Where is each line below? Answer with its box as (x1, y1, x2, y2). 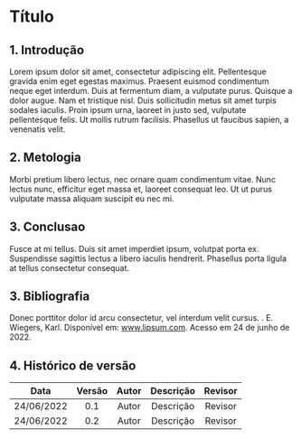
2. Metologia (9, 150, 81, 165)
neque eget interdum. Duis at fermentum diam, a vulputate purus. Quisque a (9, 86, 293, 96)
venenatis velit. (9, 124, 66, 135)
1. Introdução (9, 42, 84, 58)
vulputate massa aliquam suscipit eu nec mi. (9, 192, 174, 204)
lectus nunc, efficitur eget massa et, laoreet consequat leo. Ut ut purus (9, 183, 273, 194)
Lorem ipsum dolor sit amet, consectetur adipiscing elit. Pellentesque (9, 66, 267, 77)
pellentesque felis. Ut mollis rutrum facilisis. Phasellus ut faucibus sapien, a (9, 115, 289, 125)
